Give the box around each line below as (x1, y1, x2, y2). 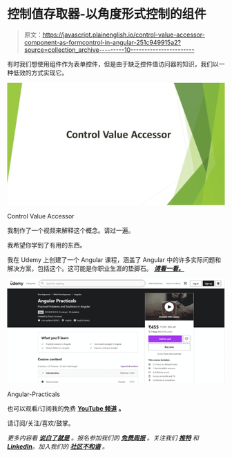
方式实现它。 (30, 68, 68, 77)
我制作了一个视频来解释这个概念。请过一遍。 (7, 226, 135, 235)
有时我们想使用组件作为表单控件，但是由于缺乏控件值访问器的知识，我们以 (7, 59, 219, 68)
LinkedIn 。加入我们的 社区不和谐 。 (7, 442, 108, 451)
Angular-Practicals (7, 390, 61, 398)
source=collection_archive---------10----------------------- (23, 46, 195, 54)
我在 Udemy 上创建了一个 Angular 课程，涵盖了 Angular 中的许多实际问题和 (7, 256, 222, 264)
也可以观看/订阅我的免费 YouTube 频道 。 (7, 404, 125, 413)
